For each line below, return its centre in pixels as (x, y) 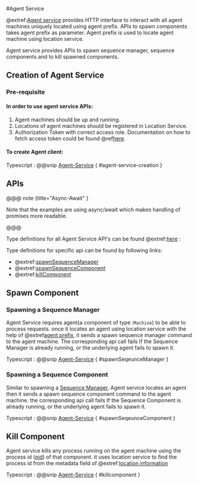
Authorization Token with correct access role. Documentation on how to (103, 132)
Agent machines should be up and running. (67, 119)
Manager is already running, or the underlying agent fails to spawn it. (90, 348)
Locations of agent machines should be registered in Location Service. (101, 126)
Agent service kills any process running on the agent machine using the (94, 451)
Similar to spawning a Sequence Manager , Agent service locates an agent (96, 387)
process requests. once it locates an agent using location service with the (96, 329)
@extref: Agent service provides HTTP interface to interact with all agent (94, 20)
